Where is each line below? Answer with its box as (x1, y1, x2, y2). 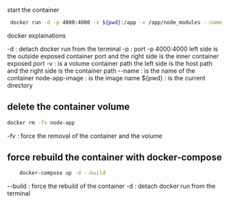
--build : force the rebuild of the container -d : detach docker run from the (7, 182, 216, 191)
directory (7, 81, 33, 89)
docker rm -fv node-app (7, 119, 75, 126)
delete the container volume (7, 101, 130, 112)
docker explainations (7, 31, 67, 40)
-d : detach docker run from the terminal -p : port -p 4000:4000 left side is (7, 45, 218, 53)
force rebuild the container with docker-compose (7, 151, 222, 163)
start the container (7, 6, 60, 14)
